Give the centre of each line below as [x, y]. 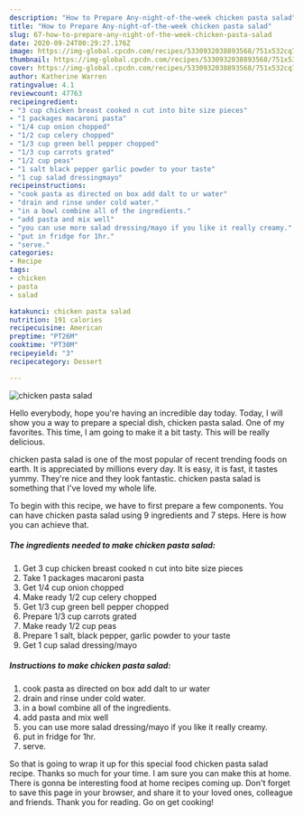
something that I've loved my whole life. [83, 488]
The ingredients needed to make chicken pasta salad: [113, 545]
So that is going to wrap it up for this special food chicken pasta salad [139, 764]
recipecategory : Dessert [56, 361]
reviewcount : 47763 [46, 93]
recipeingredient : [44, 102]
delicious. [27, 441]
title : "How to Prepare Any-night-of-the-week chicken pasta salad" [141, 26]
